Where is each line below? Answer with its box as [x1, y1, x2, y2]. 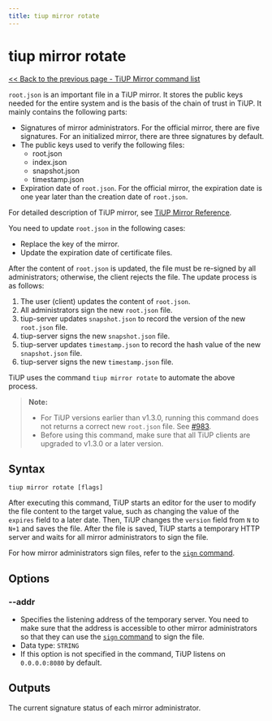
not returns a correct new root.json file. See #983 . [40, 421, 212, 431]
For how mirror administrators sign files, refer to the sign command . [8, 548, 235, 558]
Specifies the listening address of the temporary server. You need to [19, 615, 249, 624]
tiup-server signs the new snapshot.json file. [19, 331, 171, 341]
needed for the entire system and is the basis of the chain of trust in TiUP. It [8, 98, 262, 108]
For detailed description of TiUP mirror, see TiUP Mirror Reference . [8, 207, 232, 217]
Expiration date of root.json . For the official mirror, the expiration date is [19, 183, 262, 193]
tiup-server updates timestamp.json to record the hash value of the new [19, 339, 261, 350]
